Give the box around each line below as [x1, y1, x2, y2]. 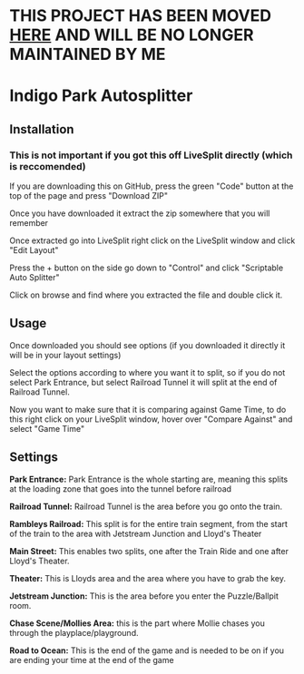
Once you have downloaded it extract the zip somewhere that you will [9, 208, 270, 219]
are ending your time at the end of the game [9, 654, 174, 665]
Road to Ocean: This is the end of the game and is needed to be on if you [9, 645, 284, 656]
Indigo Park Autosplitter [9, 85, 193, 106]
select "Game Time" [9, 423, 84, 434]
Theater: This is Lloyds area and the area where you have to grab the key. [9, 572, 286, 583]
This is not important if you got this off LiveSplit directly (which [9, 149, 293, 161]
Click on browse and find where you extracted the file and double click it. [9, 289, 283, 300]
